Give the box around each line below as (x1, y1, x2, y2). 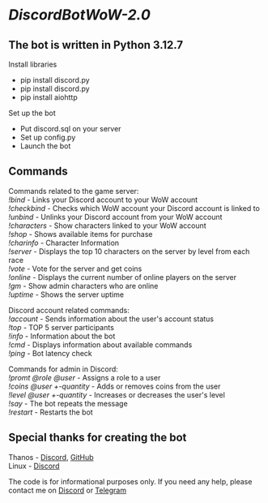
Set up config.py (19, 132, 76, 142)
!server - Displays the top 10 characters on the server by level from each (8, 246, 250, 256)
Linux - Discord (8, 461, 60, 471)
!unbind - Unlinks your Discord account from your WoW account (8, 212, 223, 221)
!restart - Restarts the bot (8, 407, 93, 417)
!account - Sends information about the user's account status (8, 314, 215, 324)
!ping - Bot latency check (8, 348, 93, 358)
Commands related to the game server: (8, 186, 139, 196)
